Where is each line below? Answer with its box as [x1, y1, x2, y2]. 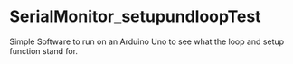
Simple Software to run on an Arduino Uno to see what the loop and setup [9, 36, 285, 47]
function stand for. [9, 45, 79, 56]
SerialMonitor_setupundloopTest [9, 6, 261, 27]
